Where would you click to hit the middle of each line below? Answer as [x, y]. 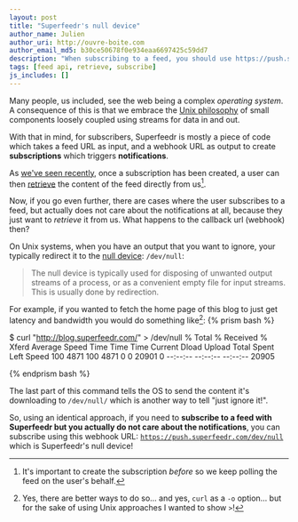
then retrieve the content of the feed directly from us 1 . [108, 183]
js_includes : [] [39, 76]
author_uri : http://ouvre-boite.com [77, 42]
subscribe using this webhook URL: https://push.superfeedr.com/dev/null [146, 437]
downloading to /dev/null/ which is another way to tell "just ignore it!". [139, 400]
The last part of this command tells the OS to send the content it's [129, 391]
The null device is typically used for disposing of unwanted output [152, 273]
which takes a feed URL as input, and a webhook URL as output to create [143, 146]
